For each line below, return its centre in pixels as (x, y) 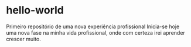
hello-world (35, 10)
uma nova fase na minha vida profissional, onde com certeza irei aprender (96, 32)
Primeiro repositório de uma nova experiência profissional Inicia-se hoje (93, 26)
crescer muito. (23, 39)
